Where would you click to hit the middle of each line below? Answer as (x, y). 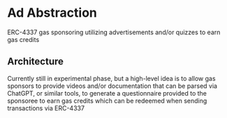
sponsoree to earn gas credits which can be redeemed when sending (107, 101)
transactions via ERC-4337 (46, 108)
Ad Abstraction (52, 13)
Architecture (36, 62)
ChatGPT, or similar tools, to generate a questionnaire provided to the (107, 93)
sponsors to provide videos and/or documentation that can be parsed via (112, 86)
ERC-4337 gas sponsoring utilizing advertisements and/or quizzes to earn (114, 32)
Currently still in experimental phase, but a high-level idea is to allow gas (111, 78)
